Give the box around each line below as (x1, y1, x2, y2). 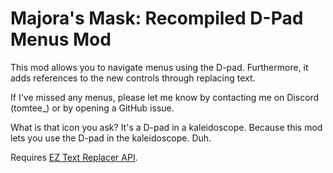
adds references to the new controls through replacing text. (10, 72, 256, 84)
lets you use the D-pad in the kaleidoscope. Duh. (10, 132, 212, 144)
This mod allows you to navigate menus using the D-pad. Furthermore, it (10, 61, 309, 73)
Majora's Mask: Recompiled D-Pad (10, 7, 304, 30)
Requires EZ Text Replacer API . (10, 151, 138, 163)
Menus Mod (10, 28, 112, 51)
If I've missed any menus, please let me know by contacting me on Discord (10, 91, 320, 103)
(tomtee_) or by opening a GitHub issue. (10, 102, 175, 114)
